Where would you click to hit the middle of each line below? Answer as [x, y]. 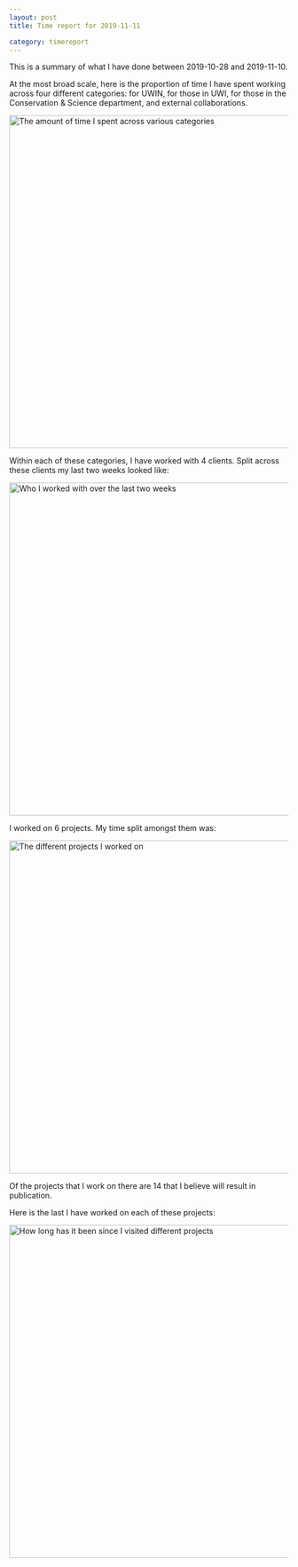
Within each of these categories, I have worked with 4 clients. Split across [144, 461]
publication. [31, 1196]
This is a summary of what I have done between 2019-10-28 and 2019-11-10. [149, 67]
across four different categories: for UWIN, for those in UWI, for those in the [148, 93]
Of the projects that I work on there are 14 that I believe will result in [133, 1186]
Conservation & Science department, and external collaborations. [129, 103]
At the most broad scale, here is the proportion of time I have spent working [148, 84]
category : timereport [49, 42]
